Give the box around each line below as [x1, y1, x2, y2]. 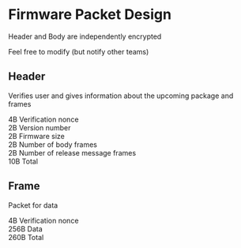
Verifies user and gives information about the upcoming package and [8, 91, 234, 100]
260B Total [8, 232, 44, 242]
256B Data [8, 224, 43, 234]
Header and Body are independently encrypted [8, 32, 162, 41]
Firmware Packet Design [8, 6, 172, 24]
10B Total [8, 156, 38, 166]
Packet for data [8, 200, 58, 210]
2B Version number [8, 122, 71, 132]
